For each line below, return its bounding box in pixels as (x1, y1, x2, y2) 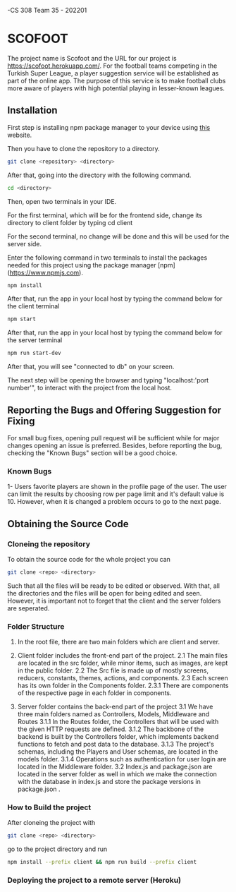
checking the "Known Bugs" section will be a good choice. (7, 448, 178, 457)
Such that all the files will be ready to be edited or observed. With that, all (7, 581, 221, 590)
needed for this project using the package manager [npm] (7, 260, 176, 269)
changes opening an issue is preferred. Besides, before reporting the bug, (7, 441, 223, 450)
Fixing (7, 415, 35, 427)
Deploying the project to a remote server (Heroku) (7, 875, 182, 885)
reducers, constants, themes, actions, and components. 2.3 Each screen (17, 674, 229, 682)
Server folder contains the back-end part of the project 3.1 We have (17, 702, 213, 711)
